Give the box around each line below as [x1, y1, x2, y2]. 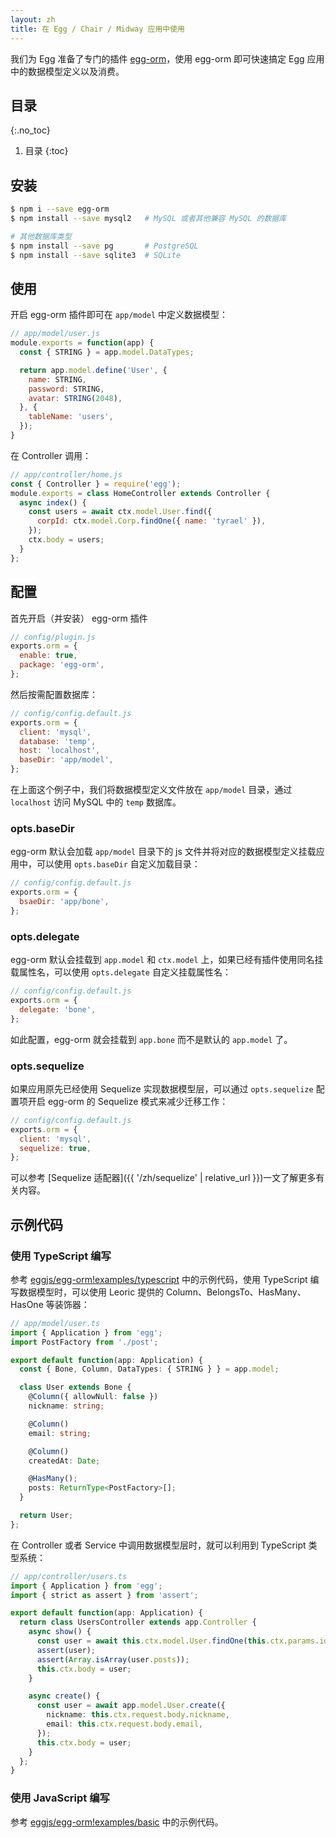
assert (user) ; [36, 1645, 97, 1655]
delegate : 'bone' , [19, 1004, 97, 1015]
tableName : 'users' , [28, 412, 114, 422]
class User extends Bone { [19, 1382, 132, 1393]
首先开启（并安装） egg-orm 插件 [10, 612, 148, 624]
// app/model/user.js [10, 329, 101, 339]
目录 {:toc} [24, 145, 69, 157]
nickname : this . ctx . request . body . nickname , [46, 1710, 230, 1720]
